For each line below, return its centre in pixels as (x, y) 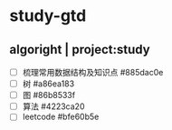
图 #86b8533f (48, 95)
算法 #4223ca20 (53, 106)
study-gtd (48, 16)
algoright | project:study (80, 50)
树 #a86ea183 (48, 84)
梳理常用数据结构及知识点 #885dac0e (93, 72)
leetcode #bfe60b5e (61, 117)
